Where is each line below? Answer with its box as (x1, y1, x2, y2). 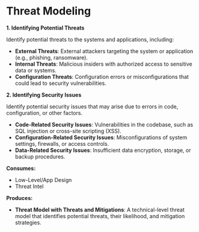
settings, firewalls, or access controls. (14, 140, 109, 147)
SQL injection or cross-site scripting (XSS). (14, 127, 121, 134)
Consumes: (6, 165, 36, 172)
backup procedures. (14, 152, 66, 160)
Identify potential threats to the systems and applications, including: (6, 36, 174, 43)
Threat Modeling (6, 4, 91, 18)
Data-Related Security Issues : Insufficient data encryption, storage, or (14, 146, 191, 154)
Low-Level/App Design (14, 176, 72, 183)
